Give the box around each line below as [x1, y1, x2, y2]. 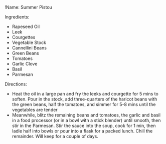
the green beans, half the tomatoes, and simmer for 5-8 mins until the [12, 101, 156, 107]
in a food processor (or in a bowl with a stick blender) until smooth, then [12, 117, 161, 123]
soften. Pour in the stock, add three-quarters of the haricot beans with [12, 96, 157, 102]
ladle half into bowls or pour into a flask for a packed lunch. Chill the [12, 128, 153, 134]
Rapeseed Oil [12, 23, 40, 29]
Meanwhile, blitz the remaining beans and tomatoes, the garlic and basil [12, 112, 161, 118]
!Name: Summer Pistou [5, 4, 52, 10]
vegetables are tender [12, 107, 58, 112]
